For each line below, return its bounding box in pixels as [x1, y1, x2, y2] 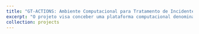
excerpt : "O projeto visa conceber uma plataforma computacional [6, 14, 171, 20]
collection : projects [6, 19, 60, 25]
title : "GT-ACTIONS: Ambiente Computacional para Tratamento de [6, 8, 168, 14]
